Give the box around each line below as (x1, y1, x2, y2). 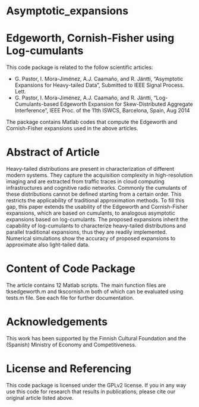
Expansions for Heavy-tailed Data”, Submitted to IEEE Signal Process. (14, 82, 185, 89)
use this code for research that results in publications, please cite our (6, 388, 176, 395)
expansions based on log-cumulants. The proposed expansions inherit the (6, 216, 188, 223)
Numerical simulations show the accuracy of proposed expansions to (6, 235, 176, 242)
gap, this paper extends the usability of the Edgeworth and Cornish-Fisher (6, 203, 188, 211)
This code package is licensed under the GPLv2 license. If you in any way (6, 381, 187, 389)
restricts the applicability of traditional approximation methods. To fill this (6, 197, 185, 204)
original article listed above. (6, 394, 74, 401)
